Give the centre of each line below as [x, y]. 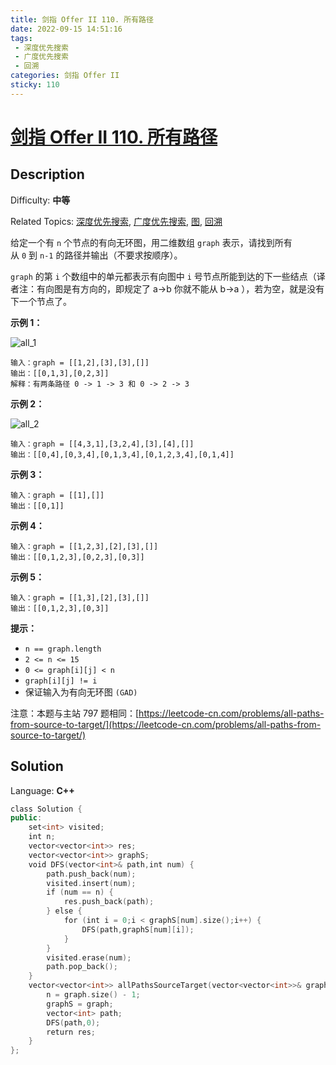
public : [26, 818]
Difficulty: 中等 [40, 200]
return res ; [71, 1032]
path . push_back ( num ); [91, 874]
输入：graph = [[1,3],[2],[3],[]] [80, 597]
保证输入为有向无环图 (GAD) [81, 692]
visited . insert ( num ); [91, 883]
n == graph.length [63, 649]
